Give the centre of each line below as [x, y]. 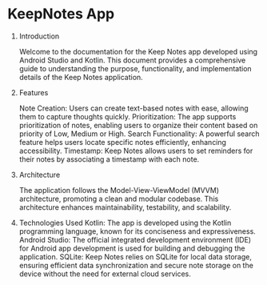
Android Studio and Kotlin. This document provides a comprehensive [132, 60]
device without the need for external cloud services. [105, 274]
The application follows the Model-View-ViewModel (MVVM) [119, 190]
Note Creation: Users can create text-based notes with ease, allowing [133, 108]
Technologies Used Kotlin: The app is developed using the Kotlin [125, 223]
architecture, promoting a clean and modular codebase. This [119, 199]
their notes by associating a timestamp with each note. [109, 159]
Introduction [39, 36]
